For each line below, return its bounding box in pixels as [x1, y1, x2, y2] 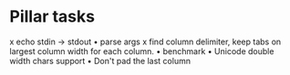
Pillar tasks [9, 6, 96, 27]
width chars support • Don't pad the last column [9, 55, 192, 66]
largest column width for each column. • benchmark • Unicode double [9, 45, 274, 56]
